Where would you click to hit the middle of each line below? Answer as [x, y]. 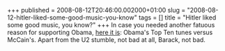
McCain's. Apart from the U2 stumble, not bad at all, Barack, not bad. [106, 40]
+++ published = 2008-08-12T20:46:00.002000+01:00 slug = [96, 10]
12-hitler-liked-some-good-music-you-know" [72, 17]
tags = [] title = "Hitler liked [177, 17]
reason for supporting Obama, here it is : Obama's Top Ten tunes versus [110, 32]
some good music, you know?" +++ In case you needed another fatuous [111, 25]
